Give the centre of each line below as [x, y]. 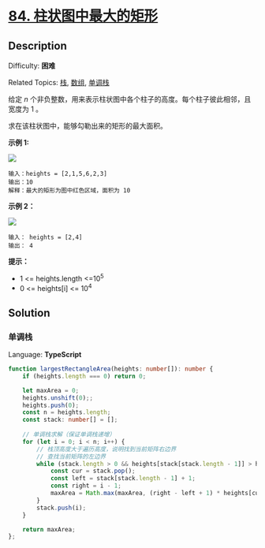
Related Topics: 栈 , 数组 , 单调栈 [59, 82]
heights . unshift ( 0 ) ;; [58, 398]
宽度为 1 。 [26, 109]
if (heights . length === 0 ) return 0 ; [84, 376]
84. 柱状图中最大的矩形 [83, 16]
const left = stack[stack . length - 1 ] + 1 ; [123, 479]
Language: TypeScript [45, 354]
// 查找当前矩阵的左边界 [71, 457]
